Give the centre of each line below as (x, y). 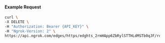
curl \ (11, 17)
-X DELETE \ (17, 22)
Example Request (23, 7)
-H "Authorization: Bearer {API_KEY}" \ (47, 26)
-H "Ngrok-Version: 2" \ (30, 31)
